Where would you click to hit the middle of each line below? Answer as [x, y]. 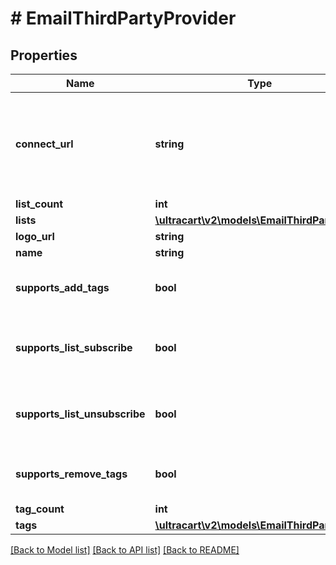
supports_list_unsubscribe [80, 414]
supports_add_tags [62, 287]
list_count [39, 204]
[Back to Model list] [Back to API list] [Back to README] [125, 550]
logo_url [35, 236]
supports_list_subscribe [74, 347]
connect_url [44, 144]
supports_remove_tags [71, 474]
